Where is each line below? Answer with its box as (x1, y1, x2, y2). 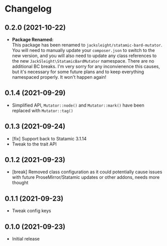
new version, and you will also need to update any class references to (12, 53, 157, 59)
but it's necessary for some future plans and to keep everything (12, 69, 144, 75)
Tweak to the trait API (12, 141, 57, 147)
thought (12, 180, 29, 186)
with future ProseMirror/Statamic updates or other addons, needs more (12, 174, 160, 180)
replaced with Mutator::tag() (12, 107, 73, 114)
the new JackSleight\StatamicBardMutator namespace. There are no (12, 58, 154, 64)
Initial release (12, 236, 40, 242)
